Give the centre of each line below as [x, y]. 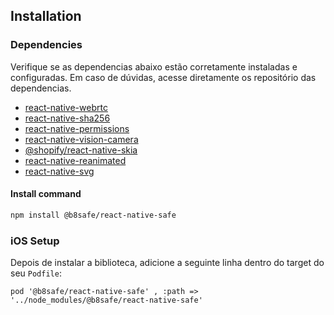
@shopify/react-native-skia [81, 150]
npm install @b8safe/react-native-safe [93, 215]
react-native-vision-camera [81, 139]
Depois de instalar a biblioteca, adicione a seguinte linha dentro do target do [167, 263]
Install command [46, 194]
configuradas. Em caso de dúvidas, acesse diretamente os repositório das [163, 77]
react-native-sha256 [67, 118]
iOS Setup [35, 241]
